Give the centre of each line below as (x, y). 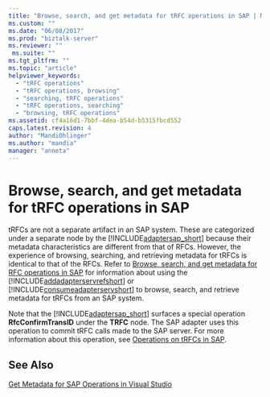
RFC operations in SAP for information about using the (98, 273)
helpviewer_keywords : (45, 76)
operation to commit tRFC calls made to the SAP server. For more (116, 331)
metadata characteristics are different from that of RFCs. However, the (125, 247)
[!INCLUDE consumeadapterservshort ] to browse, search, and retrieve (124, 290)
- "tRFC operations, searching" (70, 105)
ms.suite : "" (34, 53)
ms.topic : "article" (43, 68)
